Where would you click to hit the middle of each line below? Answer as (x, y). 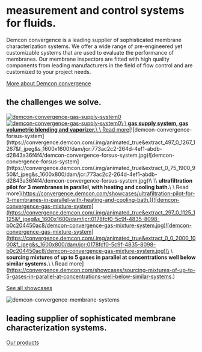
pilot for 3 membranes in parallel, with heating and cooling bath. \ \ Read (98, 187)
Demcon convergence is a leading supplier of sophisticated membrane (94, 40)
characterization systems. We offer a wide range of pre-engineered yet (94, 46)
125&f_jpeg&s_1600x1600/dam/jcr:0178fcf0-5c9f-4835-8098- (83, 219)
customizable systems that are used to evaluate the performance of (90, 52)
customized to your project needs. (49, 71)
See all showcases (29, 288)
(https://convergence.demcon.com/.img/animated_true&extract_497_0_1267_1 (101, 142)
